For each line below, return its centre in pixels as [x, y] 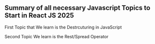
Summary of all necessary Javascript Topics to [77, 8]
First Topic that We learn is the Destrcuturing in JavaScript [63, 27]
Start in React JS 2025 [39, 16]
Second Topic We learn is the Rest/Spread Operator [57, 36]
